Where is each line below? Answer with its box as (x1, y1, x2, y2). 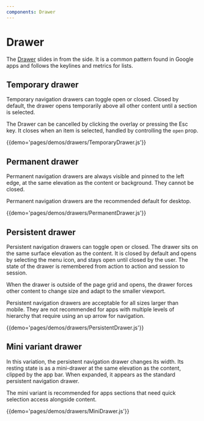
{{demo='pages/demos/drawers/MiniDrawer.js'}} (6, 407, 130, 415)
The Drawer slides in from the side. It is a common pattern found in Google (6, 56, 194, 63)
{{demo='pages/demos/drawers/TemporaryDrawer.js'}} (6, 139, 146, 146)
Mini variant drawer (6, 342, 82, 352)
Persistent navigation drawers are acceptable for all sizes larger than (6, 300, 178, 306)
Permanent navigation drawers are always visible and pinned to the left (6, 173, 185, 180)
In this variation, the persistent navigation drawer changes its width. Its (6, 358, 184, 365)
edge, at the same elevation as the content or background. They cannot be (6, 179, 194, 187)
